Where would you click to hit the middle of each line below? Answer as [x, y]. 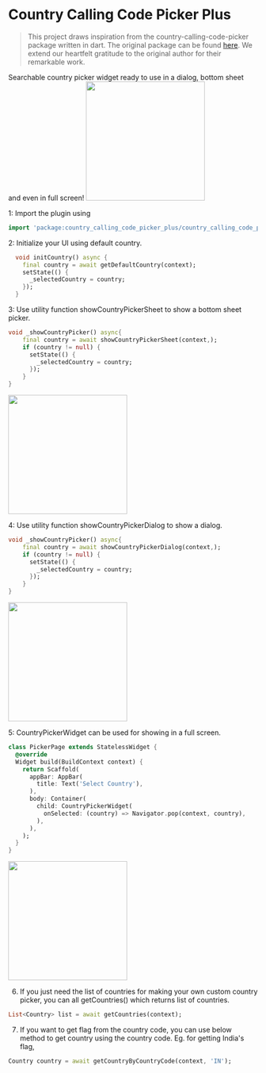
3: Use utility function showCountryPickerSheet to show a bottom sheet [125, 310]
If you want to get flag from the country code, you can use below [125, 1030]
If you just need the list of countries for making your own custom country [139, 992]
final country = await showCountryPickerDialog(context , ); [122, 547]
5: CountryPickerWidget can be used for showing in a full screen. [115, 733]
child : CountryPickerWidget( [85, 806]
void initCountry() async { [62, 257]
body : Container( [58, 799]
